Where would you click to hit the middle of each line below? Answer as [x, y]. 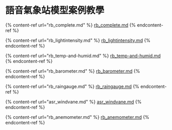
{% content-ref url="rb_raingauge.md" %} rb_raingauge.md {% [72, 86]
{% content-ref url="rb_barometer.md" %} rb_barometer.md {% [73, 71]
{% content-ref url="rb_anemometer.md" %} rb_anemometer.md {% [78, 117]
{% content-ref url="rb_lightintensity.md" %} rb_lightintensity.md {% [78, 40]
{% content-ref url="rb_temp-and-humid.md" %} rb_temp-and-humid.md [83, 56]
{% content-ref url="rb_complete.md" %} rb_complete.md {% [71, 25]
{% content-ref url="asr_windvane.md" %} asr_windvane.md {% [74, 102]
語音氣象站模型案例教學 [55, 10]
